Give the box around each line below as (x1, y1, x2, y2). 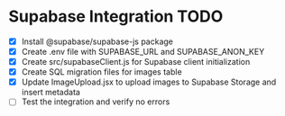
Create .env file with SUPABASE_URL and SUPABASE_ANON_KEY (21, 47, 265, 57)
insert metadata (21, 87, 80, 98)
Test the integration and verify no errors (21, 96, 170, 107)
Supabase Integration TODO (8, 6, 224, 27)
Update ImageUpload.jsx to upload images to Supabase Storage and (21, 76, 277, 87)
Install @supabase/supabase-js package (21, 36, 173, 47)
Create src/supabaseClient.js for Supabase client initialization (21, 57, 251, 67)
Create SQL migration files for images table (21, 67, 182, 77)
